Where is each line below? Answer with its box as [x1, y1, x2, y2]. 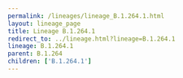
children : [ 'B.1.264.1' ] [7, 58, 92, 66]
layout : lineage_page [7, 19, 81, 28]
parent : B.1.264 [7, 50, 63, 58]
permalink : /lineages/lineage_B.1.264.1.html [7, 11, 164, 20]
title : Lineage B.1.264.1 [7, 27, 95, 35]
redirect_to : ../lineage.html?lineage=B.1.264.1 [7, 34, 176, 43]
